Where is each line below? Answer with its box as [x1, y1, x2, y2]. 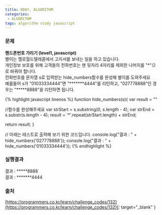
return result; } [5, 121, 34, 127]
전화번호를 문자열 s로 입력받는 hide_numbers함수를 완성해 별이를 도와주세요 [5, 74, 151, 80]
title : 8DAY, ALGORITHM [5, 7, 54, 12]
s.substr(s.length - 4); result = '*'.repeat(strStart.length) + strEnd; [5, 112, 137, 118]
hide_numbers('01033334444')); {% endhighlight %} [5, 143, 112, 149]
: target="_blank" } [119, 204, 156, 210]
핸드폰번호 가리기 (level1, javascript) [5, 50, 77, 56]
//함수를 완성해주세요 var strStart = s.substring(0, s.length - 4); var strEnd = [5, 106, 155, 112]
